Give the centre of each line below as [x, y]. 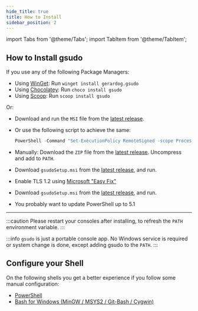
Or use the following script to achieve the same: [72, 130]
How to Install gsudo [44, 57]
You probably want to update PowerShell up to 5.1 [75, 204]
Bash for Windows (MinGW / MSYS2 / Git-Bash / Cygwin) [84, 302]
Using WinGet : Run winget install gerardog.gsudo [77, 84]
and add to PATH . [34, 158]
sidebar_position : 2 [32, 22]
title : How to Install [34, 17]
